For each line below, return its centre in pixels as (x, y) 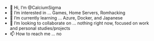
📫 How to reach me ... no (36, 34)
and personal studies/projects (40, 28)
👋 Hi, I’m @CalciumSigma (35, 8)
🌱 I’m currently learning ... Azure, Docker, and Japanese (66, 18)
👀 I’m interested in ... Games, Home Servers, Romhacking (67, 13)
